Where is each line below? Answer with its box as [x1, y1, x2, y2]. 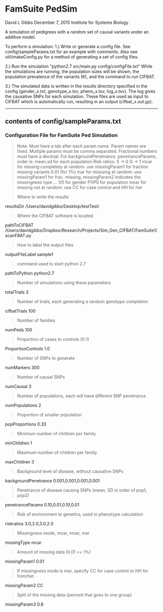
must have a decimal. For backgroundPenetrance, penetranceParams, [16, 153, 157, 159]
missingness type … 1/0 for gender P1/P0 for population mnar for [16, 179, 147, 185]
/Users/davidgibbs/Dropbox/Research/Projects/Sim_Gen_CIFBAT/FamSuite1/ [5, 227, 158, 233]
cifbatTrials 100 [5, 308, 36, 314]
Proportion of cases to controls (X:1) [16, 336, 90, 342]
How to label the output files [16, 242, 74, 248]
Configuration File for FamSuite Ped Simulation [5, 132, 118, 139]
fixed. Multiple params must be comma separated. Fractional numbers [16, 148, 158, 154]
